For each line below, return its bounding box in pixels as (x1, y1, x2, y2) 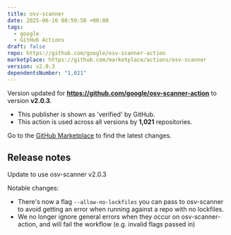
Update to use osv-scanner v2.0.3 (7, 170, 107, 179)
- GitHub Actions (13, 37, 65, 44)
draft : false (7, 43, 46, 50)
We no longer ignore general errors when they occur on (17, 212, 180, 221)
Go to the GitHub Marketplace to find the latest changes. (7, 131, 172, 140)
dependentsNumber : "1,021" (7, 69, 87, 76)
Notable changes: (7, 184, 59, 193)
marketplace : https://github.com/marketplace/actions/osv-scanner (7, 56, 207, 64)
